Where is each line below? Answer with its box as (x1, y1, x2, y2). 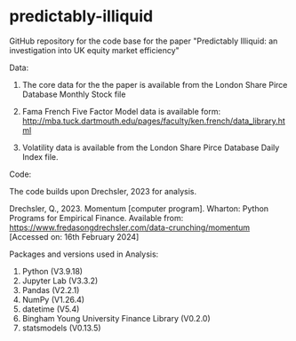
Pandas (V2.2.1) (21, 284, 80, 295)
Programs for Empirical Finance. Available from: (9, 212, 184, 223)
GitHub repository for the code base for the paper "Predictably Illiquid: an (9, 36, 278, 46)
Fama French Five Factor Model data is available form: (21, 106, 221, 116)
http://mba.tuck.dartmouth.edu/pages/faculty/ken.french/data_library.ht (21, 115, 286, 126)
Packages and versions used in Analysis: (9, 249, 159, 259)
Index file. (21, 151, 59, 162)
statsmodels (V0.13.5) (21, 322, 101, 333)
